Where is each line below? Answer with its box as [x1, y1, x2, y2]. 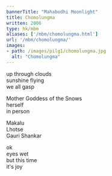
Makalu [6, 119, 25, 127]
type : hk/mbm [6, 25, 39, 32]
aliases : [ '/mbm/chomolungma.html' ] [6, 31, 98, 37]
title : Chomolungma [6, 14, 55, 20]
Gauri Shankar [6, 132, 42, 139]
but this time [6, 156, 37, 163]
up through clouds [6, 70, 52, 77]
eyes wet [6, 150, 29, 157]
